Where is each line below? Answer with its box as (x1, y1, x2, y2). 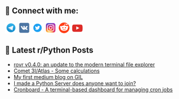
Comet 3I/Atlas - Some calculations (13, 67, 100, 74)
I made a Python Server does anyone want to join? (13, 80, 136, 87)
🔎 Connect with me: (5, 6, 79, 16)
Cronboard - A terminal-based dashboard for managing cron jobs (13, 86, 173, 93)
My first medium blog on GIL (13, 73, 83, 80)
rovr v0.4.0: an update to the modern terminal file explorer (13, 61, 155, 68)
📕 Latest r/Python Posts (5, 45, 94, 55)
